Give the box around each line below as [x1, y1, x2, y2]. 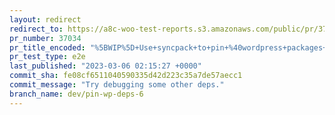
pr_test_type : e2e [9, 52, 86, 62]
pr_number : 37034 [9, 33, 82, 43]
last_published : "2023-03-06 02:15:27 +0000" [9, 61, 202, 71]
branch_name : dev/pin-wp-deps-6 [9, 89, 144, 99]
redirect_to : [9, 24, 64, 34]
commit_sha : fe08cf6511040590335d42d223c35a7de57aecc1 [9, 71, 243, 81]
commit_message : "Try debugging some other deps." [9, 80, 225, 90]
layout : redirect [9, 14, 82, 25]
